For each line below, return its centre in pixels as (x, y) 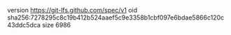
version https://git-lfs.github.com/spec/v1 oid (72, 10)
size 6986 (56, 25)
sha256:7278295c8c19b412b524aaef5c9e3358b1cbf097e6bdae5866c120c (116, 17)
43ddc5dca (24, 25)
